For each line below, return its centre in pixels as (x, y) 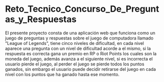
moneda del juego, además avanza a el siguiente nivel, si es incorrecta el (79, 59)
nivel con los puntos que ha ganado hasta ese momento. (62, 74)
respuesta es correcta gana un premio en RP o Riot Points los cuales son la (81, 53)
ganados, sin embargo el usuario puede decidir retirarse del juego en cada (81, 69)
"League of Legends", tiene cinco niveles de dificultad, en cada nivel (74, 43)
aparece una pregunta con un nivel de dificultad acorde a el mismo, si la (78, 48)
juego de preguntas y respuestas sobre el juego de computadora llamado (79, 38)
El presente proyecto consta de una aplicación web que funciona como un (80, 33)
